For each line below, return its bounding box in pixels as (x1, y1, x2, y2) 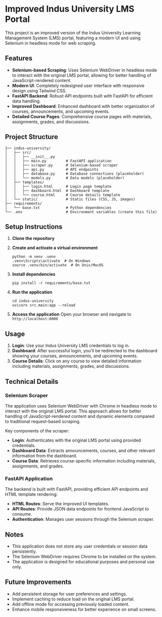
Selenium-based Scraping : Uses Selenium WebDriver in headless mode (12, 67, 157, 73)
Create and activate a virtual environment (12, 245, 98, 251)
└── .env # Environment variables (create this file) (5, 209, 158, 214)
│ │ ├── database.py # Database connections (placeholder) (5, 171, 145, 176)
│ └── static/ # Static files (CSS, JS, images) (5, 197, 136, 202)
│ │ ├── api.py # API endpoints (5, 167, 98, 172)
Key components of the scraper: (5, 428, 69, 433)
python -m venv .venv (12, 254, 56, 259)
